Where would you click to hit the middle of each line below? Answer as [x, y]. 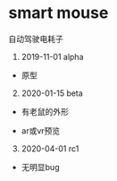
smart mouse [58, 13]
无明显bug [40, 167]
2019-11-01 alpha [52, 56]
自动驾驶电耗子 [36, 39]
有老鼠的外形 [45, 111]
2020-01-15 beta [52, 93]
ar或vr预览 [41, 130]
